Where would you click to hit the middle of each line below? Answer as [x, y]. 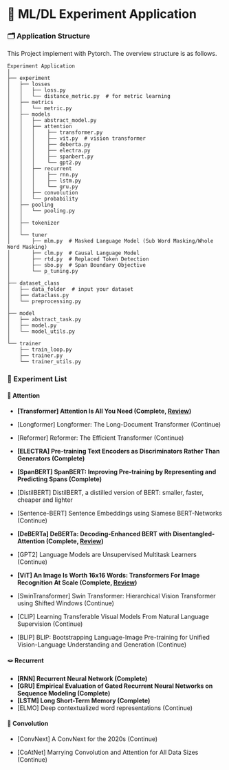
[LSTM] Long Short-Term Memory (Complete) [84, 700]
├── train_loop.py [46, 350]
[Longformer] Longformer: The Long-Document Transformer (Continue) [119, 424]
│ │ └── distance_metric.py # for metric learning [89, 97]
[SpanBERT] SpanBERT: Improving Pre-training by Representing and [117, 472]
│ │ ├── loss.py [37, 90]
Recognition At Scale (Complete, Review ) [77, 582]
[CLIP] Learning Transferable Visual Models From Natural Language [113, 616]
